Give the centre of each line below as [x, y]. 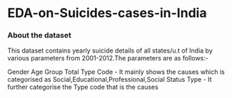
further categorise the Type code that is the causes [83, 87]
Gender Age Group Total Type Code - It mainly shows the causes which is [116, 72]
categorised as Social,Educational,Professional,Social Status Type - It [110, 80]
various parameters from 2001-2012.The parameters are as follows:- [108, 58]
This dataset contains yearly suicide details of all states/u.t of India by [110, 50]
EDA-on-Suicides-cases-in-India [107, 13]
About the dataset [39, 36]
